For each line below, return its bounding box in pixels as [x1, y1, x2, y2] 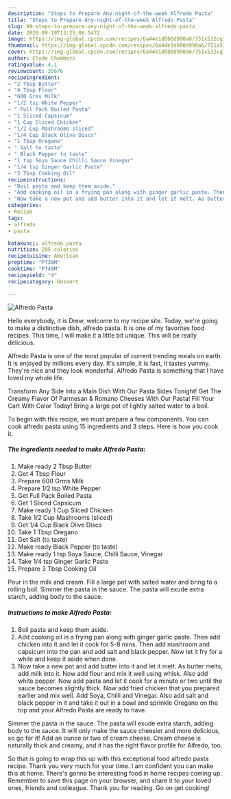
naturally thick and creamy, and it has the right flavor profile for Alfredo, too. [8, 741, 223, 749]
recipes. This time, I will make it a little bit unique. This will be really [8, 331, 197, 339]
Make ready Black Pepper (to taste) [17, 543, 119, 551]
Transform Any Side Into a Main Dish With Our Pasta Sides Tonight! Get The [8, 386, 221, 395]
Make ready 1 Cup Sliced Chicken [17, 506, 113, 514]
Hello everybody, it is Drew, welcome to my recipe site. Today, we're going [8, 316, 218, 325]
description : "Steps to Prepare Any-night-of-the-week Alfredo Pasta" [8, 10, 214, 17]
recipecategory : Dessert [8, 278, 79, 285]
